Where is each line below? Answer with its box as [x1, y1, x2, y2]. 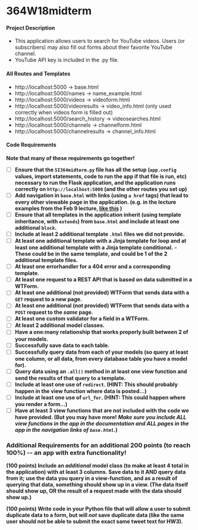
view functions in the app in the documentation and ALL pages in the [14, 420, 189, 427]
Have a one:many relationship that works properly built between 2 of [14, 329, 188, 336]
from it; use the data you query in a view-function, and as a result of [6, 475, 177, 482]
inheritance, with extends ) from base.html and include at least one [14, 217, 180, 225]
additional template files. [14, 257, 78, 264]
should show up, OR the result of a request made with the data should [6, 487, 182, 495]
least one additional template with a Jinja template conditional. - [14, 244, 177, 251]
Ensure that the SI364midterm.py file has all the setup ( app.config [14, 166, 177, 173]
